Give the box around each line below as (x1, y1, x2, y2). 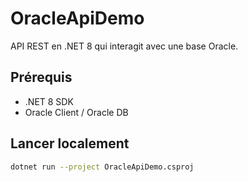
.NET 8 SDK (24, 95, 74, 107)
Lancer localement (10, 135, 130, 152)
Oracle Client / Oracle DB (24, 106, 129, 118)
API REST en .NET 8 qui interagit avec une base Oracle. (10, 40, 239, 52)
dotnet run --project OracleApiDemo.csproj (10, 162, 195, 172)
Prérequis (10, 69, 73, 86)
